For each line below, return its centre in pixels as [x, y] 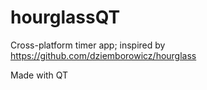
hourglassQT [65, 17]
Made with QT [39, 75]
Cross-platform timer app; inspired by [88, 45]
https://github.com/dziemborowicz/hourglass [103, 55]
